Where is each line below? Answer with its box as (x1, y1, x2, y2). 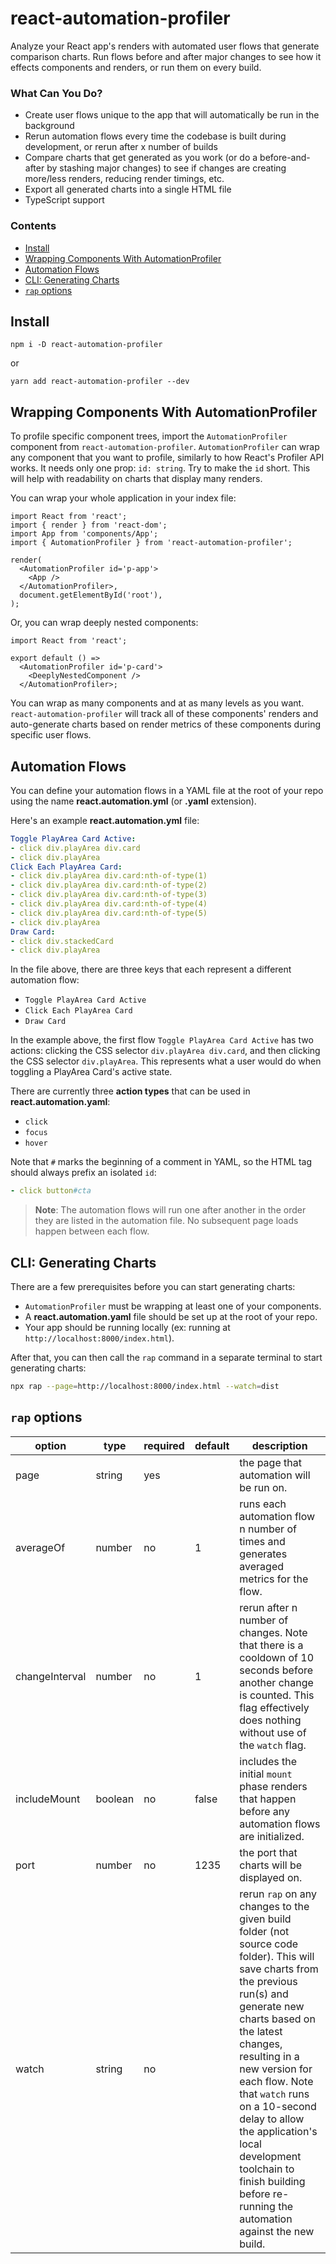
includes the (239, 1754, 298, 1768)
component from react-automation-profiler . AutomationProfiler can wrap (10, 441, 320, 453)
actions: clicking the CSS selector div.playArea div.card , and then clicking (10, 1045, 321, 1057)
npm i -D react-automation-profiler (10, 340, 163, 350)
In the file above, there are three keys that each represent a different (10, 963, 292, 976)
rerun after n (239, 1600, 298, 1614)
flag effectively (239, 1700, 310, 1714)
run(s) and (239, 1987, 289, 2001)
